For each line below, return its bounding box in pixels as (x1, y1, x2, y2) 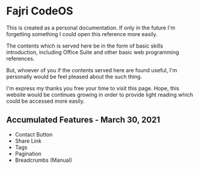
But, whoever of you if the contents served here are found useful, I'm (6, 66, 177, 73)
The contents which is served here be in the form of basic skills (6, 42, 164, 49)
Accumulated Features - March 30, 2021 (6, 115, 161, 125)
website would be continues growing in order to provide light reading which (6, 91, 194, 98)
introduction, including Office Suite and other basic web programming (6, 48, 179, 55)
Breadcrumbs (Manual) (14, 156, 72, 164)
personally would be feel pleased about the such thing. (6, 73, 142, 80)
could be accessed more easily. (6, 97, 85, 105)
